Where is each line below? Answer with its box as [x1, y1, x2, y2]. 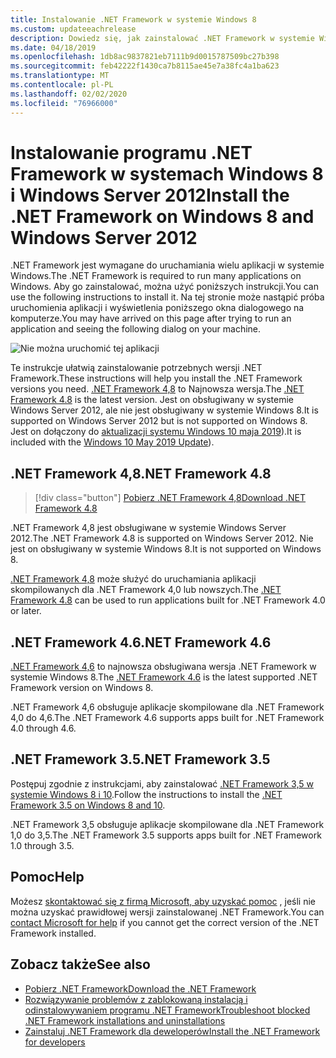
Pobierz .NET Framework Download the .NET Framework [24, 982, 257, 995]
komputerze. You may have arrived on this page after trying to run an [10, 312, 292, 325]
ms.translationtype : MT [10, 71, 110, 81]
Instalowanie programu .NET [10, 141, 253, 164]
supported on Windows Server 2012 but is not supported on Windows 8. [10, 415, 308, 427]
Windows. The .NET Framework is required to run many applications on [10, 270, 302, 282]
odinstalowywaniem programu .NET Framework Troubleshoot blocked [24, 1004, 311, 1016]
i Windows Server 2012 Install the [10, 184, 290, 206]
